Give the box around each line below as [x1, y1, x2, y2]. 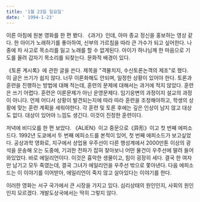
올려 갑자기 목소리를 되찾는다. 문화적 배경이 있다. [17, 54, 130, 61]
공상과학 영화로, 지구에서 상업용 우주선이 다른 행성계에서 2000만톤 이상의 [14, 139, 185, 146]
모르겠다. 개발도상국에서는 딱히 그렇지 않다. [17, 189, 118, 196]
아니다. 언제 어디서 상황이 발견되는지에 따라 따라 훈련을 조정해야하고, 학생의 [12, 96, 188, 103]
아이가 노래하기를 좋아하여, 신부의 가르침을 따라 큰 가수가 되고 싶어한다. [20, 39, 186, 46]
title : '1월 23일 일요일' [6, 8, 64, 15]
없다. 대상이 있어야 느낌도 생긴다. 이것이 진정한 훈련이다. [12, 111, 143, 118]
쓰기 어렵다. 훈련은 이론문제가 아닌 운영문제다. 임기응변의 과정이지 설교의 [12, 89, 181, 96]
